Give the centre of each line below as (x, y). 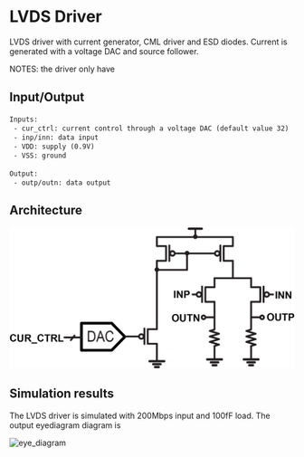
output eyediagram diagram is (65, 425)
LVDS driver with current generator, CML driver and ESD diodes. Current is (148, 42)
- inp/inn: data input (56, 138)
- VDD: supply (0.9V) (54, 147)
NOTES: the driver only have (62, 69)
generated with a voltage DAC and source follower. (104, 51)
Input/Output (47, 97)
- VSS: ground (40, 156)
